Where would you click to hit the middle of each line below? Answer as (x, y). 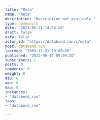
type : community (22, 23)
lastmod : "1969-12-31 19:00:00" (38, 51)
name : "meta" (18, 14)
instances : (16, 92)
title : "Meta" (20, 10)
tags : (11, 101)
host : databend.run (25, 46)
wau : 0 (12, 83)
